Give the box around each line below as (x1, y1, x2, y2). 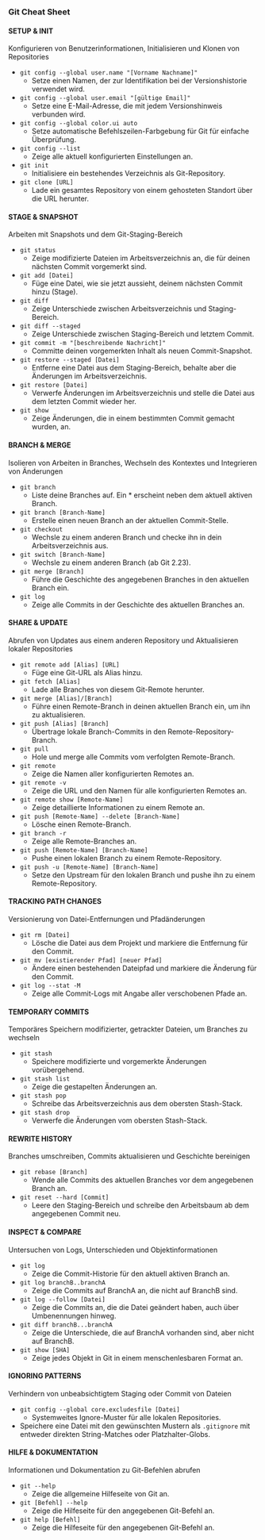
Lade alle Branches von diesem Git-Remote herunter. (31, 685, 205, 694)
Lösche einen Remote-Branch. (31, 820, 132, 829)
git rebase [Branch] (19, 1169, 88, 1177)
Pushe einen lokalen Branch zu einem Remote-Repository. (31, 853, 222, 862)
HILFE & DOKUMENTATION (8, 1447, 98, 1457)
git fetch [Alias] (19, 678, 81, 686)
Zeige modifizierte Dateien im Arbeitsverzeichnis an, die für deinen (31, 253, 251, 263)
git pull (19, 745, 49, 753)
